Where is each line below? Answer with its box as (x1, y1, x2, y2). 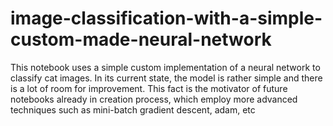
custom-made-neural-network (10, 28, 272, 51)
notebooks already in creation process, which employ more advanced (10, 93, 298, 105)
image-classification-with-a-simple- (10, 7, 323, 30)
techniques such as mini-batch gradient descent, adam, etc (10, 103, 256, 116)
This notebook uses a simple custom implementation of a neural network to (10, 61, 321, 73)
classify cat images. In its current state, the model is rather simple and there (10, 72, 323, 84)
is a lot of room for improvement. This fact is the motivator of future (10, 82, 288, 94)
